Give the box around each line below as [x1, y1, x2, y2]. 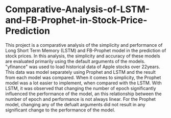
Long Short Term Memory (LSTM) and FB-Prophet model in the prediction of [5, 47, 166, 53]
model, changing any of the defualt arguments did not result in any [5, 101, 145, 107]
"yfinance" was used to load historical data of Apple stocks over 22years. [5, 64, 160, 70]
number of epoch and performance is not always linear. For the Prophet [5, 96, 156, 102]
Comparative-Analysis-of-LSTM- [5, 4, 150, 15]
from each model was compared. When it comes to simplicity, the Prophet [5, 74, 161, 80]
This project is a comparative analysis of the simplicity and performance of [5, 42, 163, 48]
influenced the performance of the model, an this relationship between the [5, 91, 162, 97]
